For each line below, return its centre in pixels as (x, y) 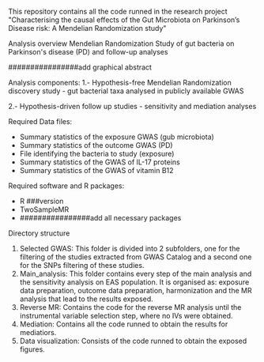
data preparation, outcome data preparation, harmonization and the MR (136, 290)
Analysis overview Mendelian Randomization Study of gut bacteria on (121, 43)
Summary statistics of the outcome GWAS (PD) (96, 145)
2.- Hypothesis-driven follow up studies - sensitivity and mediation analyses (132, 106)
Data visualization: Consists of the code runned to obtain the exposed (133, 341)
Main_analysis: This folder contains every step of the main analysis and (136, 273)
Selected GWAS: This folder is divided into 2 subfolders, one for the (130, 249)
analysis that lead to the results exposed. (87, 299)
